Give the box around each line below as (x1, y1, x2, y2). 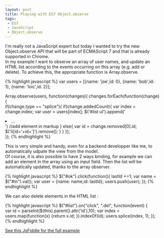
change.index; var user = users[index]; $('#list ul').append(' (5, 109, 126, 115)
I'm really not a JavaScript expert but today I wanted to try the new (5, 43, 140, 49)
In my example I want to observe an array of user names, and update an (5, 59, 150, 64)
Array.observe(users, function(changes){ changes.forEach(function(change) (5, 93, 160, 99)
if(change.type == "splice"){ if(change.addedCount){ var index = (5, 103, 136, 109)
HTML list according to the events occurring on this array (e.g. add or (5, 64, 145, 70)
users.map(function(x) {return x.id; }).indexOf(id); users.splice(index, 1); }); (5, 213, 156, 218)
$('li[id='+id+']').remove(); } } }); (5, 129, 70, 134)
